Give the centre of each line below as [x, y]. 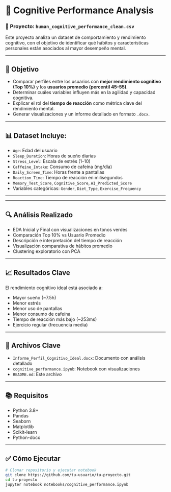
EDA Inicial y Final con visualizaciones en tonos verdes [70, 229]
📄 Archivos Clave [33, 346]
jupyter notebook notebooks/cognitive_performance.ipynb [67, 484]
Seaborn [22, 421]
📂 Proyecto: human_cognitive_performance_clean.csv [70, 27]
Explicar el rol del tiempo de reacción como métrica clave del [77, 103]
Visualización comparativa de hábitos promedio [63, 246]
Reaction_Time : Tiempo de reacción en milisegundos [68, 178]
